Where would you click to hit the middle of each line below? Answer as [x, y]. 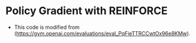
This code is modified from [47, 27]
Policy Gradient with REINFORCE [86, 11]
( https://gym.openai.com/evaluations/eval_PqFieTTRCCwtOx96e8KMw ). [102, 33]
